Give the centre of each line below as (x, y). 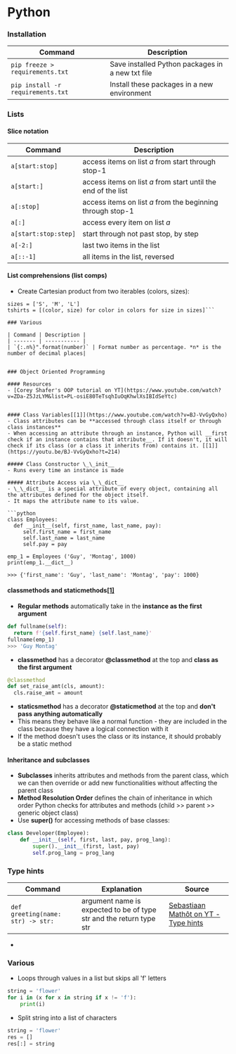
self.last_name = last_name (64, 538)
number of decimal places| (47, 353)
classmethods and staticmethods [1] (61, 590)
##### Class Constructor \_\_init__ (61, 464)
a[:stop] (25, 206)
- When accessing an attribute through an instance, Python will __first (118, 433)
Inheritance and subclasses (48, 760)
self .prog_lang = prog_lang (73, 853)
